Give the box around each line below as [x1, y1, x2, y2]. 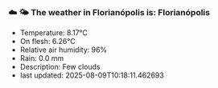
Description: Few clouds [19, 62, 101, 72]
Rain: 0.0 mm [19, 54, 64, 63]
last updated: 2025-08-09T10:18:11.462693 [19, 70, 165, 80]
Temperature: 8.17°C [19, 28, 88, 38]
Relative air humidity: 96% [19, 45, 108, 54]
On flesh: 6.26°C [19, 37, 76, 46]
